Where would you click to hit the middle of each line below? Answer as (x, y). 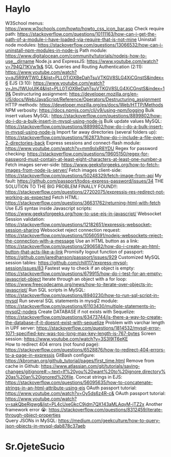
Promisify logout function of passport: (104, 252)
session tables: (21, 262)
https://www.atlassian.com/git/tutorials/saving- (90, 366)
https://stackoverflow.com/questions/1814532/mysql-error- (99, 328)
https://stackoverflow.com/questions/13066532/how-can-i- (100, 45)
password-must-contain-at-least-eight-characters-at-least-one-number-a (83, 159)
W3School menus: (25, 23)
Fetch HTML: (66, 197)
